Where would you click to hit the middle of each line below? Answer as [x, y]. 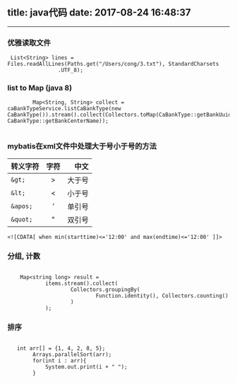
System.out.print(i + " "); [86, 367]
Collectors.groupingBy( [105, 290]
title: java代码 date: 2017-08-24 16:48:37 [99, 13]
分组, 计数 [24, 256]
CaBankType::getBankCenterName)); [58, 121]
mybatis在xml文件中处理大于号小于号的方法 [82, 146]
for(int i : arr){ [60, 361]
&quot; [22, 219]
